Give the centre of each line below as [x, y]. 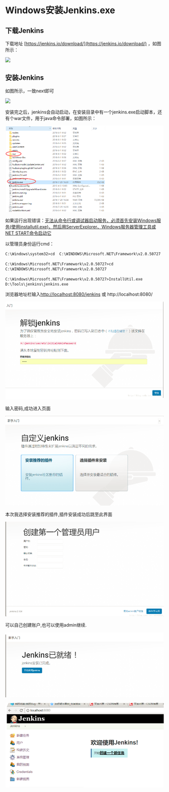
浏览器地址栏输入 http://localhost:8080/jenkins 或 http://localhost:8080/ [79, 294]
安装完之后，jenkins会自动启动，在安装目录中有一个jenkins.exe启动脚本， [81, 112]
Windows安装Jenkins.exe [60, 10]
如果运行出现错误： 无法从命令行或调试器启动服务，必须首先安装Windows [81, 220]
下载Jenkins [25, 31]
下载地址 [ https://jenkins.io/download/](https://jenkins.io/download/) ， [79, 44]
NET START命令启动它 [28, 233]
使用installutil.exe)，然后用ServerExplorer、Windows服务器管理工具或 [84, 227]
